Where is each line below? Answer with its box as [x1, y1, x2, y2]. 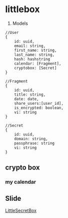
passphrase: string [14, 141, 55, 146]
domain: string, [14, 136, 48, 141]
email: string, [14, 43, 46, 49]
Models [12, 20, 28, 26]
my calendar [5, 179, 36, 186]
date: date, [14, 96, 39, 102]
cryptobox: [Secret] [14, 65, 57, 70]
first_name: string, [14, 48, 57, 53]
